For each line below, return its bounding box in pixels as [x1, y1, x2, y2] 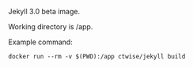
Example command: [8, 37, 73, 47]
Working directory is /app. [8, 22, 93, 31]
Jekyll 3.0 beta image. [8, 7, 81, 16]
